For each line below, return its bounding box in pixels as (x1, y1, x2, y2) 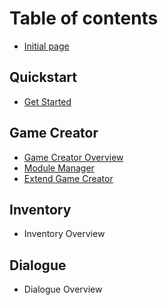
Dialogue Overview (23, 283, 103, 296)
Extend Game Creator (23, 172, 114, 184)
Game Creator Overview (23, 151, 124, 163)
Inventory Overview (23, 228, 106, 240)
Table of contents (9, 7, 159, 30)
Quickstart (9, 69, 78, 86)
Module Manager (23, 162, 95, 174)
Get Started (23, 95, 72, 107)
